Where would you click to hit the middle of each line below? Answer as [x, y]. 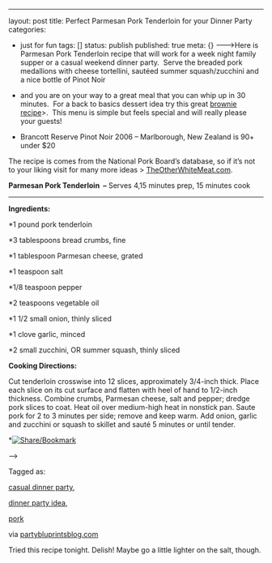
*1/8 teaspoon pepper [45, 287]
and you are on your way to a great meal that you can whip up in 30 [133, 95]
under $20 [38, 145]
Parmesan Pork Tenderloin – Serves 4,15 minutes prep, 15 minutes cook [130, 186]
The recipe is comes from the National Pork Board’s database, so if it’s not [132, 161]
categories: [27, 30]
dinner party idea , [38, 503]
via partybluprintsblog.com [53, 534]
